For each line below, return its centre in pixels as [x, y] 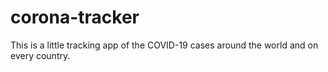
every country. [40, 55]
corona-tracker [75, 17]
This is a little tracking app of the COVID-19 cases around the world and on [164, 45]
